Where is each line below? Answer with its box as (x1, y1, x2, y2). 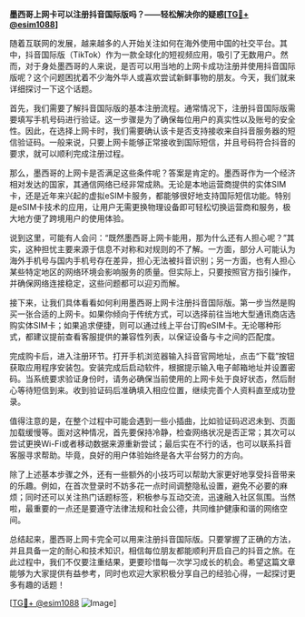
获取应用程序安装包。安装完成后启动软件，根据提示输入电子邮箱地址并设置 (9, 362, 288, 372)
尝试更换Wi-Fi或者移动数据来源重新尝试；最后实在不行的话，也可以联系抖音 (9, 439, 292, 449)
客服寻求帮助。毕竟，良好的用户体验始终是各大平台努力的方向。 (9, 450, 248, 460)
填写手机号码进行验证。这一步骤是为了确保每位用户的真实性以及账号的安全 (16, 114, 296, 125)
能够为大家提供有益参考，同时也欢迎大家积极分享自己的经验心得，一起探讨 (9, 568, 288, 579)
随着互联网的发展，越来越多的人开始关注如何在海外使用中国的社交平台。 (9, 38, 280, 48)
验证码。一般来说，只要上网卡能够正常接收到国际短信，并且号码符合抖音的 (16, 137, 296, 147)
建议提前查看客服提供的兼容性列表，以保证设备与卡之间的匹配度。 (33, 331, 280, 342)
